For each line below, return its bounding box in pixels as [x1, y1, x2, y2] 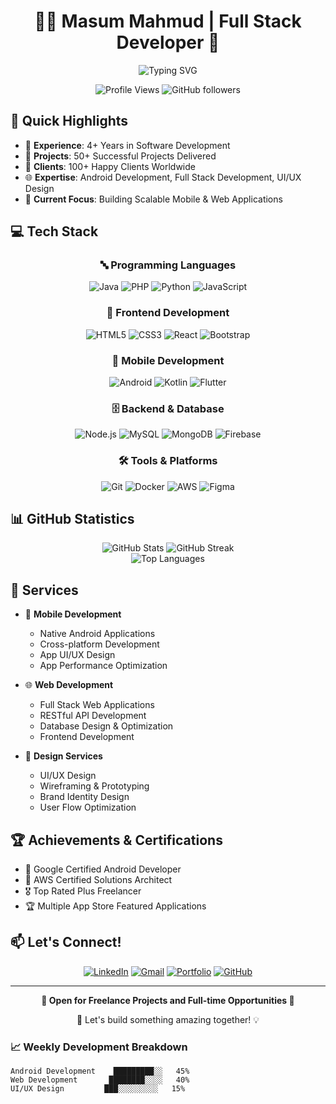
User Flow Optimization [39, 801, 137, 814]
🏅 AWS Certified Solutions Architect [24, 874, 173, 886]
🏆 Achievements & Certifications [10, 831, 223, 849]
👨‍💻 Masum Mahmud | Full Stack [34, 10, 302, 33]
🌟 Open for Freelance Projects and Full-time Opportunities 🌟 [41, 994, 295, 1006]
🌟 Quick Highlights [10, 113, 129, 130]
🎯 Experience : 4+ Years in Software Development [24, 139, 231, 151]
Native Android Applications [39, 628, 156, 640]
